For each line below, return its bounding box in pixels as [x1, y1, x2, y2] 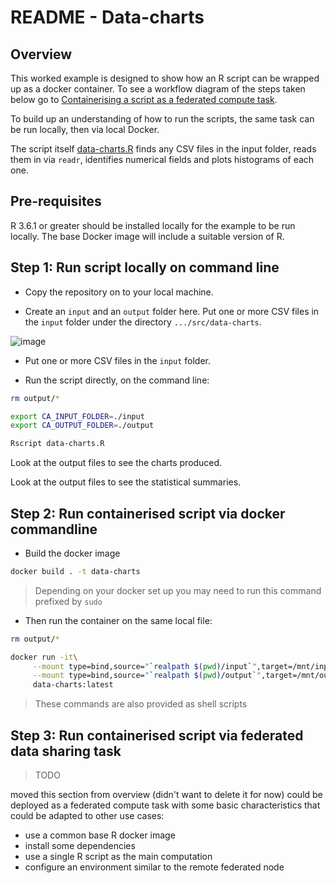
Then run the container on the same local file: [24, 614, 213, 626]
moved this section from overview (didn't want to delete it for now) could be [10, 789, 323, 800]
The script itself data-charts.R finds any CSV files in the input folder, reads [10, 143, 317, 155]
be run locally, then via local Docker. [10, 124, 160, 135]
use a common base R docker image [24, 829, 176, 841]
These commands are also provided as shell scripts [34, 698, 248, 710]
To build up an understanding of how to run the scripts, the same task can [10, 113, 315, 125]
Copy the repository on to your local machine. [24, 286, 214, 298]
